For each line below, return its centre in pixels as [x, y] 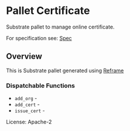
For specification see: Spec [39, 38]
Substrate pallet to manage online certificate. [60, 27]
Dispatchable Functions [40, 86]
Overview [24, 56]
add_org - [26, 98]
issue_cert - [30, 111]
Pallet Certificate [48, 11]
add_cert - [27, 105]
